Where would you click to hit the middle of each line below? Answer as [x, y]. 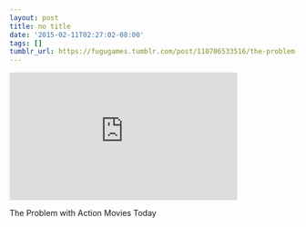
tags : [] [26, 43]
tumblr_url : [32, 52]
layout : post [34, 18]
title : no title [40, 26]
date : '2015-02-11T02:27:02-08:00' [77, 35]
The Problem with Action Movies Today [83, 213]
